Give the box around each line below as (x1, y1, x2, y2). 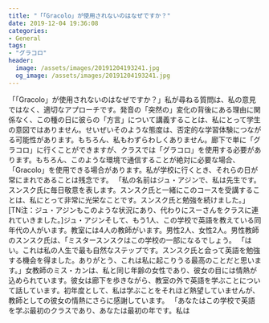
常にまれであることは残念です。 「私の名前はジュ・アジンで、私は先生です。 (8, 174, 261, 185)
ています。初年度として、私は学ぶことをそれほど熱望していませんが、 (29, 285, 259, 295)
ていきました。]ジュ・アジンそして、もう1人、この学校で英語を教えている (14, 215, 255, 225)
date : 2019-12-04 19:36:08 (8, 19, 99, 27)
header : (8, 57, 35, 65)
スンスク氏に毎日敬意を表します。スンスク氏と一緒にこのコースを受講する (8, 185, 254, 194)
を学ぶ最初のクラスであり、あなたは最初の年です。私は (8, 305, 190, 315)
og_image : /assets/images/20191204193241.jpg (15, 72, 171, 80)
